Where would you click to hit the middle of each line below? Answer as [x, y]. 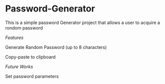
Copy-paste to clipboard [30, 57]
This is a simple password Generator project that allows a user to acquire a [82, 22]
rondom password [24, 27]
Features [14, 37]
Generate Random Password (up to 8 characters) [56, 47]
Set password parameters [32, 76]
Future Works [19, 66]
